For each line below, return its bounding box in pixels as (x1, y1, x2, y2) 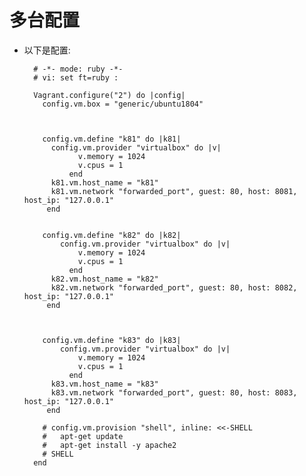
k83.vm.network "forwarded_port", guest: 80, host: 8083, (50, 387, 298, 398)
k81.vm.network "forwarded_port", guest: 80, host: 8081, (50, 186, 298, 196)
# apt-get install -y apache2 (42, 440, 177, 450)
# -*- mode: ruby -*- (33, 64, 124, 74)
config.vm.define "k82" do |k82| (42, 230, 182, 240)
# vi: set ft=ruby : (33, 72, 119, 83)
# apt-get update (42, 431, 124, 441)
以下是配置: (23, 44, 71, 56)
